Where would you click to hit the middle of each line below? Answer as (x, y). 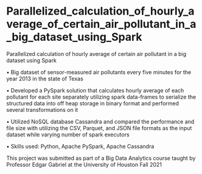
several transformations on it (42, 110)
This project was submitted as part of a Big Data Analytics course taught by (101, 158)
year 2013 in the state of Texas (45, 78)
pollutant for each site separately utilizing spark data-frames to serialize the (101, 97)
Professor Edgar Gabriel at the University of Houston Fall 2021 (84, 164)
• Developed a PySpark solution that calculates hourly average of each (95, 90)
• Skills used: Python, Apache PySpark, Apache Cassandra (80, 146)
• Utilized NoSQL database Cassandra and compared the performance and (100, 121)
